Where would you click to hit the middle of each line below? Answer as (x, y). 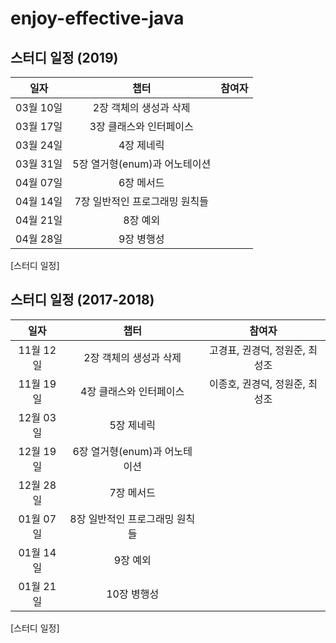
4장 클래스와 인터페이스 (132, 391)
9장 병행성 (141, 239)
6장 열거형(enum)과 (117, 451)
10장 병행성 (133, 594)
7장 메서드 (132, 492)
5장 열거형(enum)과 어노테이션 (142, 164)
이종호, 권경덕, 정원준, (257, 384)
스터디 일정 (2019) (64, 57)
